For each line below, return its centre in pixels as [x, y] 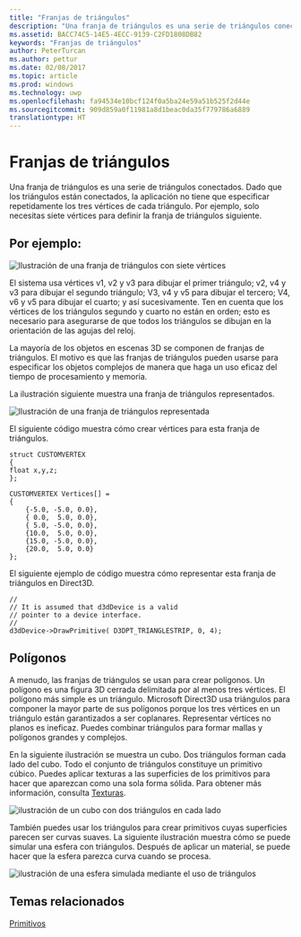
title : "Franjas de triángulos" [69, 18]
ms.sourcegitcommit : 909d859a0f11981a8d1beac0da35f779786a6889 [130, 109]
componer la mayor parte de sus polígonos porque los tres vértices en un [145, 708]
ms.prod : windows [42, 84]
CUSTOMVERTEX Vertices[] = [60, 494]
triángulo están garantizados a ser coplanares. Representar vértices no [140, 718]
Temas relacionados [67, 902]
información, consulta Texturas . [68, 793]
